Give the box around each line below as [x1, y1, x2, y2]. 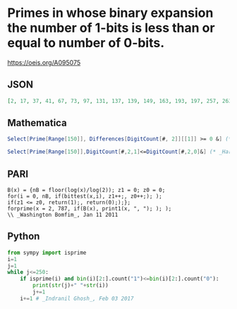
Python [7, 231, 40, 243]
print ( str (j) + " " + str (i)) [32, 282, 109, 289]
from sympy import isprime [7, 249, 87, 256]
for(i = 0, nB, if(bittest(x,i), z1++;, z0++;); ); [7, 193, 162, 200]
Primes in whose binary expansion [7, 5, 214, 21]
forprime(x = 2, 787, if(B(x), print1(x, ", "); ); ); [7, 205, 172, 212]
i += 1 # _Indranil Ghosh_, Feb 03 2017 [20, 295, 134, 302]
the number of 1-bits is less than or [7, 20, 215, 36]
